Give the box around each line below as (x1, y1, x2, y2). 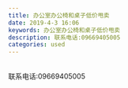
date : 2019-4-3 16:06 (8, 19, 80, 27)
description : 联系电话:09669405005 (8, 33, 121, 42)
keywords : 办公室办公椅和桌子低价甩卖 (8, 26, 121, 34)
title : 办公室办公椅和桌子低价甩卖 (8, 11, 110, 20)
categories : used (8, 41, 66, 49)
